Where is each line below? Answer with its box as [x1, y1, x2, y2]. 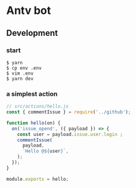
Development [6, 28, 59, 38]
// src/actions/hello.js [6, 104, 69, 110]
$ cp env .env [6, 65, 42, 71]
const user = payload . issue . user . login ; [17, 131, 123, 137]
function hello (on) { [6, 119, 61, 126]
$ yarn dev [6, 75, 34, 82]
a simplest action [6, 89, 58, 98]
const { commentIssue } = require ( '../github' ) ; [6, 109, 131, 115]
